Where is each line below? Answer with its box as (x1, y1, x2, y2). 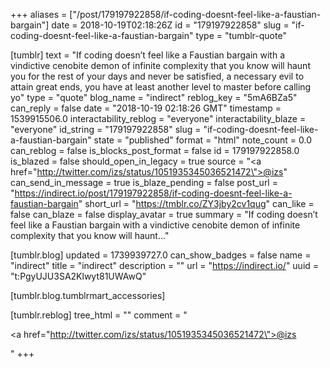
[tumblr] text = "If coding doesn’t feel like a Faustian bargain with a (10, 49, 285, 61)
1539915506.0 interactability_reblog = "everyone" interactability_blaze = (10, 113, 307, 124)
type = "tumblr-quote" (195, 30, 287, 41)
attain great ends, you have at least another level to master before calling (10, 81, 312, 93)
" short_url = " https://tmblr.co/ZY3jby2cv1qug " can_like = (78, 198, 315, 209)
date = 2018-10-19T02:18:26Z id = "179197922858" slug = (51, 19, 290, 31)
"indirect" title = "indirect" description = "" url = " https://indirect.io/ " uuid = (10, 260, 320, 271)
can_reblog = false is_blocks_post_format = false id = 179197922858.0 (10, 145, 300, 156)
